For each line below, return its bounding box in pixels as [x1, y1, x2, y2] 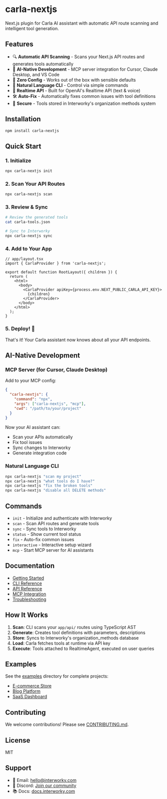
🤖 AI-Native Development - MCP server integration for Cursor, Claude [12, 66, 158, 72]
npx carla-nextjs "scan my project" [5, 474, 81, 479]
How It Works [5, 611, 48, 619]
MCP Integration [12, 591, 46, 597]
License [5, 736, 30, 744]
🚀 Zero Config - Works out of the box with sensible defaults [12, 77, 136, 83]
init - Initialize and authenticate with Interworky [12, 515, 112, 521]
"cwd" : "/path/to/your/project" [14, 406, 81, 411]
